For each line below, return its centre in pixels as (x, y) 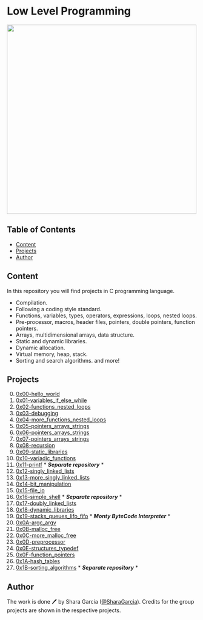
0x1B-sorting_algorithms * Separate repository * (77, 568)
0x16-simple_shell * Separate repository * (69, 497)
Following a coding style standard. (58, 309)
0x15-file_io (30, 490)
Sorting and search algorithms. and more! (68, 360)
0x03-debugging (37, 414)
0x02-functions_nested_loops (53, 407)
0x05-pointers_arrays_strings (52, 426)
